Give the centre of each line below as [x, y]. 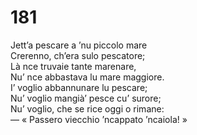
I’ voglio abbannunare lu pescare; [79, 87]
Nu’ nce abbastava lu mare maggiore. [87, 77]
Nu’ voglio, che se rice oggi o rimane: [87, 108]
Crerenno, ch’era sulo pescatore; [78, 55]
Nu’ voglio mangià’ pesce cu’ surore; [86, 98]
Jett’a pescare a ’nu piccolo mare [79, 45]
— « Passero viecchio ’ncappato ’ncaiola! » [99, 119]
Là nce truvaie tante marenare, [73, 66]
